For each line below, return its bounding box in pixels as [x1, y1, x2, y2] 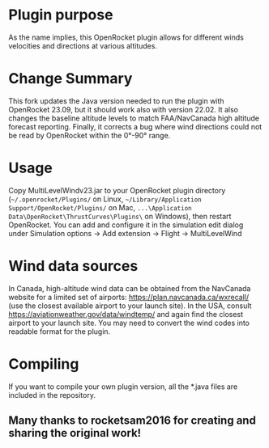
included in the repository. [8, 390, 96, 399]
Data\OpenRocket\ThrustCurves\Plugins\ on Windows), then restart [8, 211, 232, 221]
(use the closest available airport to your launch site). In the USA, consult [8, 301, 252, 311]
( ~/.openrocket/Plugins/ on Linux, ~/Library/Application [8, 194, 202, 204]
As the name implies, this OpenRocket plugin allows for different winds [8, 32, 245, 42]
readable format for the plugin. [8, 326, 111, 336]
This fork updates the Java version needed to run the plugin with [8, 95, 224, 106]
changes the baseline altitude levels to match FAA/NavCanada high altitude [8, 113, 259, 123]
